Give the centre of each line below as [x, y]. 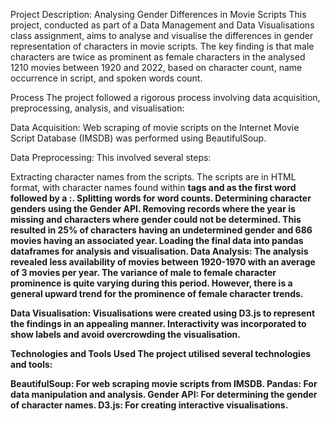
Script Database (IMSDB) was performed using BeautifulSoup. [138, 138]
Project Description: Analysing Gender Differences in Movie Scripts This [158, 14]
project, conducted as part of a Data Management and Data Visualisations [162, 25]
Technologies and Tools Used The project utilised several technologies [161, 353]
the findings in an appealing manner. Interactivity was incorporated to [158, 323]
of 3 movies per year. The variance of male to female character [143, 272]
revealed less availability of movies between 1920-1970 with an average [163, 262]
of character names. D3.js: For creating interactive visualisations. [149, 405]
